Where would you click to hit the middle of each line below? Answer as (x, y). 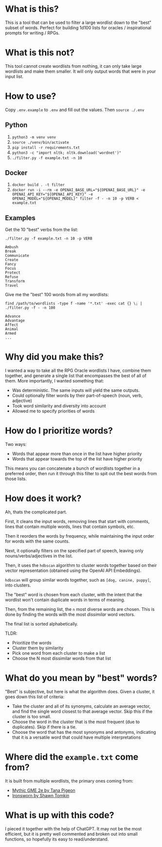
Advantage (15, 321)
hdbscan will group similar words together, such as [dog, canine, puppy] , (78, 580)
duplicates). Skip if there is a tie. (44, 727)
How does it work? (43, 498)
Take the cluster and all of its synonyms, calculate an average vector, (81, 706)
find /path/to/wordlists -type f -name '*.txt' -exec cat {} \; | (74, 303)
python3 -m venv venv (34, 137)
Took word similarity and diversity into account (59, 406)
